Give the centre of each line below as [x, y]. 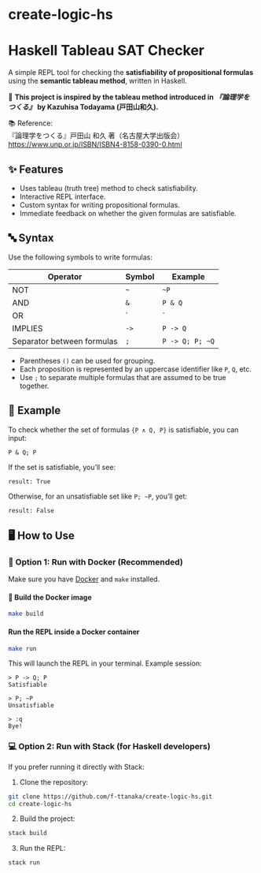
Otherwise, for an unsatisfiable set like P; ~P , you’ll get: [97, 496]
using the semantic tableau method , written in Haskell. [97, 81]
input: [18, 438]
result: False [31, 510]
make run [22, 648]
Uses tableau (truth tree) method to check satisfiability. [108, 188]
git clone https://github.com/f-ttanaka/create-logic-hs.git [110, 797]
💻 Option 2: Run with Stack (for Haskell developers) [109, 747]
